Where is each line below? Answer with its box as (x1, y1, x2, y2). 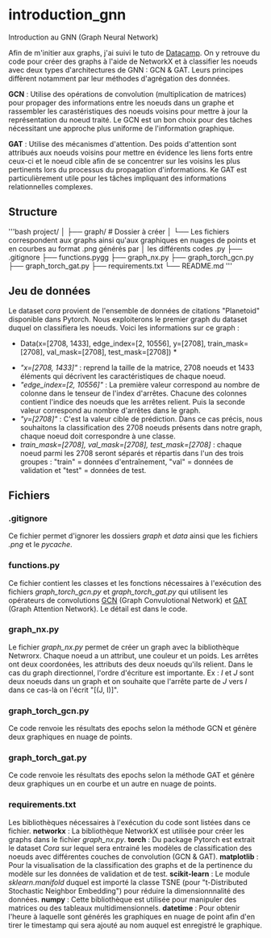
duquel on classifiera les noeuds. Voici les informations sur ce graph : (8, 322, 240, 332)
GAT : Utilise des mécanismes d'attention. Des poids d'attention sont (8, 139, 237, 148)
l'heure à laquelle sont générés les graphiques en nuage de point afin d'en (8, 911, 256, 921)
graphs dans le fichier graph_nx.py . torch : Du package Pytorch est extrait (8, 834, 256, 844)
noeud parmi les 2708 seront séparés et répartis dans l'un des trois (19, 448, 244, 458)
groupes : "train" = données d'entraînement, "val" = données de (19, 457, 234, 467)
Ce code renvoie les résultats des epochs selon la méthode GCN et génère (8, 724, 256, 733)
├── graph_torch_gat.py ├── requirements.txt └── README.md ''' (8, 260, 232, 271)
